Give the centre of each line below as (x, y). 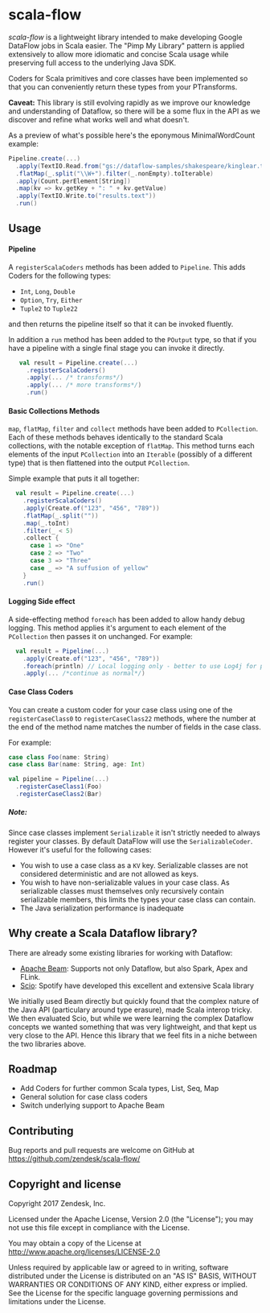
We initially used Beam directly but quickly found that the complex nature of (134, 1001)
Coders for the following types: (59, 275)
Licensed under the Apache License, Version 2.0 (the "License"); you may (131, 1219)
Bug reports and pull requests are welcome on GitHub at (102, 1150)
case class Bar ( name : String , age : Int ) (77, 765)
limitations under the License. (57, 1302)
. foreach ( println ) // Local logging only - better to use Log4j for (140, 666)
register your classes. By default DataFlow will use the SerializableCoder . (131, 841)
